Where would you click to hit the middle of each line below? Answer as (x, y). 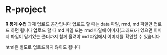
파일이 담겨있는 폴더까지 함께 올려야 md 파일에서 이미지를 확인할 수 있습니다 (85, 36)
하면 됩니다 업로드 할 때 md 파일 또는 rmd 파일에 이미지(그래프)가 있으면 (81, 30)
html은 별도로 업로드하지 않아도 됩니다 (43, 47)
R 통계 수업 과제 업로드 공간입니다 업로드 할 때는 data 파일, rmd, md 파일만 (79, 24)
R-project (26, 9)
